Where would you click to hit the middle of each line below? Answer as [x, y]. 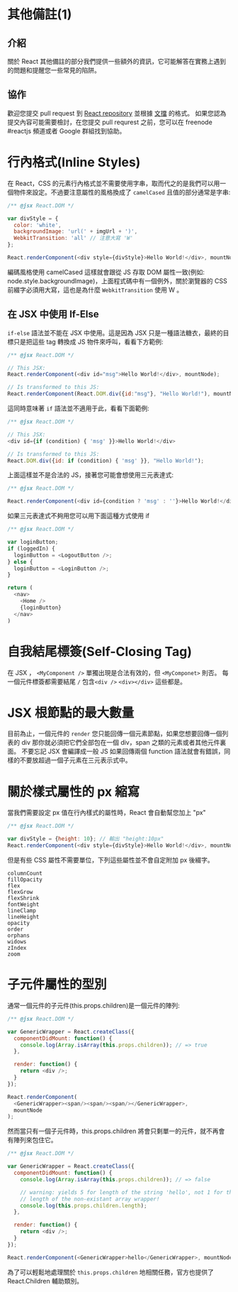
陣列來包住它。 [35, 1140]
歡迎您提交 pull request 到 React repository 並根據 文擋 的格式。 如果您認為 [117, 113]
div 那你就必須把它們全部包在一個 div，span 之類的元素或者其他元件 [120, 743]
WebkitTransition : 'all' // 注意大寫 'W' [73, 239]
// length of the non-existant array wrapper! [90, 1199]
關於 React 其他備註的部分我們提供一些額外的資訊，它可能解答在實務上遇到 [117, 61]
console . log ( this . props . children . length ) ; [84, 1205]
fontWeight [23, 904]
